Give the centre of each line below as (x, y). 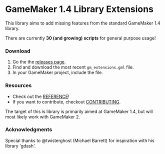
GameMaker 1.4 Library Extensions (79, 9)
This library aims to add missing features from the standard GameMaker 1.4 (83, 23)
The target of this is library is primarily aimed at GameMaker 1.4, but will (79, 111)
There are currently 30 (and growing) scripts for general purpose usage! (80, 38)
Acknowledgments (29, 129)
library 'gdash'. (20, 145)
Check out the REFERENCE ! (41, 96)
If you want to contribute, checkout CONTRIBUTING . (66, 101)
